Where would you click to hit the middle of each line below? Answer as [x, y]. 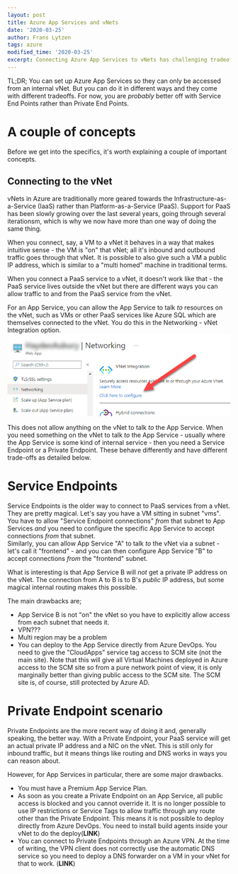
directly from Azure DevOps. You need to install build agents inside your [123, 826]
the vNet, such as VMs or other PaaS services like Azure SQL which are [112, 314]
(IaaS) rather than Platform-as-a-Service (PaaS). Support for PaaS [134, 206]
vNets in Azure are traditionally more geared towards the [90, 198]
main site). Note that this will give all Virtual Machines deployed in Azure [123, 659]
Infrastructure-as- [200, 198]
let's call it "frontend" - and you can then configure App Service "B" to [110, 551]
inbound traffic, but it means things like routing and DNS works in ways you [117, 753]
